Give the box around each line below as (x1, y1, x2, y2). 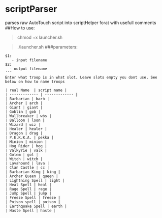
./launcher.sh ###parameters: (17, 44, 78, 50)
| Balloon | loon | (5, 118, 45, 123)
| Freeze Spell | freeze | (5, 195, 61, 200)
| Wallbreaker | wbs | (5, 113, 52, 118)
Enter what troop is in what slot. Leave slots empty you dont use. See (5, 75, 158, 80)
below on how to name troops (5, 79, 65, 84)
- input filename (11, 57, 48, 62)
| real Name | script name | (5, 87, 67, 93)
